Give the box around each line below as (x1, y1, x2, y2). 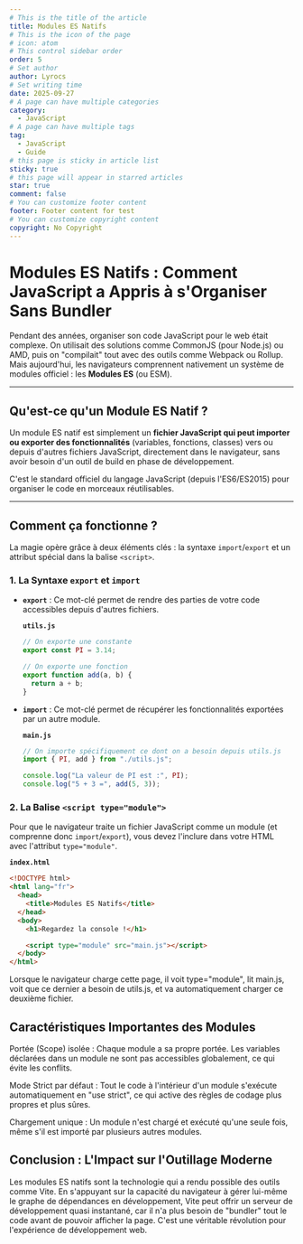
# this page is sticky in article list (9, 155, 160, 165)
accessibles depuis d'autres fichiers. (22, 604, 160, 615)
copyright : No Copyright (9, 223, 103, 232)
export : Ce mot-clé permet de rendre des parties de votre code (22, 594, 260, 605)
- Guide (17, 147, 47, 156)
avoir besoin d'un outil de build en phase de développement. (9, 456, 234, 467)
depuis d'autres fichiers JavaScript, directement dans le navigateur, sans (9, 446, 280, 457)
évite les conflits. (9, 1062, 73, 1073)
